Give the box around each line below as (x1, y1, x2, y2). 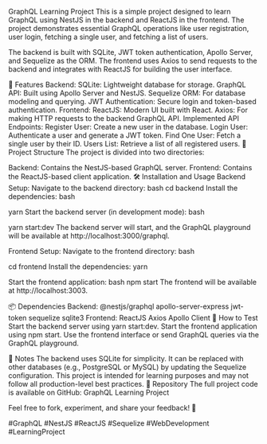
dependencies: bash (8, 192, 76, 201)
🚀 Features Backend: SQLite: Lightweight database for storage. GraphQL (8, 80, 246, 89)
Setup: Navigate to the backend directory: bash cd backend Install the (8, 183, 238, 193)
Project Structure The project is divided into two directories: (8, 147, 205, 157)
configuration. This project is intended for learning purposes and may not (8, 371, 249, 380)
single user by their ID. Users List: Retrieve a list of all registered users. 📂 (8, 139, 247, 148)
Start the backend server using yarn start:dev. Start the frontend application (8, 321, 257, 331)
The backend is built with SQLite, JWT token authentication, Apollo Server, (8, 48, 253, 56)
